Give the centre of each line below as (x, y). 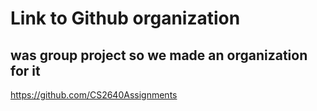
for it (25, 70)
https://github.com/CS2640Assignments (94, 95)
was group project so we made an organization (159, 55)
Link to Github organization (125, 18)
